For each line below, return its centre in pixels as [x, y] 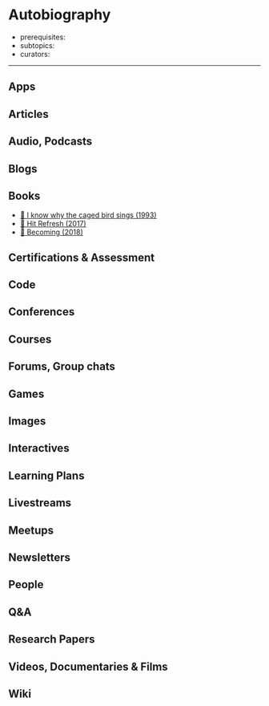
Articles [29, 114]
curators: [35, 54]
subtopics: [37, 45]
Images [27, 422]
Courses [30, 339]
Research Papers [52, 639]
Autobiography [60, 15]
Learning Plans [46, 475]
